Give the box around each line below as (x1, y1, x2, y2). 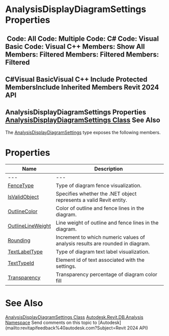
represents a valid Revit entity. (56, 196, 127, 203)
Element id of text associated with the (56, 256, 145, 263)
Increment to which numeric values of (56, 234, 145, 241)
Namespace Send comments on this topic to (5, 319, 97, 325)
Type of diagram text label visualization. (56, 248, 150, 255)
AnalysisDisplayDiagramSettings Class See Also (5, 116, 160, 125)
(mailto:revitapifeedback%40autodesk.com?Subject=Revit (5, 324, 126, 331)
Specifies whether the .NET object (56, 190, 137, 197)
